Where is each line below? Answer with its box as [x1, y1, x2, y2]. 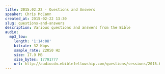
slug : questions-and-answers [5, 20, 65, 26]
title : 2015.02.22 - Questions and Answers [5, 7, 96, 12]
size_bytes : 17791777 [14, 57, 58, 62]
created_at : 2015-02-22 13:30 [5, 16, 67, 21]
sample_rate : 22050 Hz [14, 48, 60, 53]
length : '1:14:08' [14, 39, 52, 44]
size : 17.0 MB [14, 52, 43, 57]
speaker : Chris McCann [5, 12, 52, 17]
